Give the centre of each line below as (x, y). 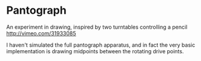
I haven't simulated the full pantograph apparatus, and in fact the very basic (101, 45)
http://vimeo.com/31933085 (41, 33)
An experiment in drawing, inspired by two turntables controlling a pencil (97, 27)
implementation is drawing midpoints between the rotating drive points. (95, 51)
